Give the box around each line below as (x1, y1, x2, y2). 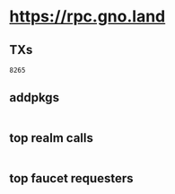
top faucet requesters (9, 171, 134, 186)
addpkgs (9, 90, 60, 105)
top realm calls (9, 130, 94, 145)
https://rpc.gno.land (9, 6, 166, 27)
